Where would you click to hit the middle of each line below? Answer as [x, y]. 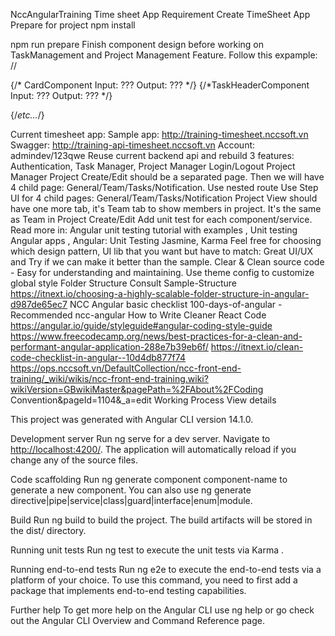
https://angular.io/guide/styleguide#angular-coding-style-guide [141, 325]
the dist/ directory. [48, 530]
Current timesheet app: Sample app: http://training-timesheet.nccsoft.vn [159, 134]
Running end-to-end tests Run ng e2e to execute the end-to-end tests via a [166, 569]
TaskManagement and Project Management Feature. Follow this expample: [164, 55]
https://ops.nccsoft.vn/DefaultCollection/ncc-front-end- [126, 368]
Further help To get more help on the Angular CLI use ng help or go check [162, 610]
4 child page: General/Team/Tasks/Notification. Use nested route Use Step [164, 187]
